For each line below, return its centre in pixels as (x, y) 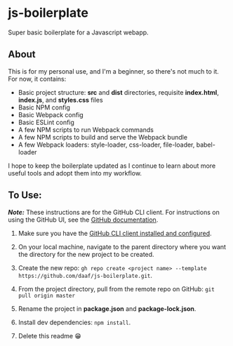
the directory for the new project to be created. (86, 254)
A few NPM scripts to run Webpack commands (86, 129)
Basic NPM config (44, 107)
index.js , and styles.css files (61, 100)
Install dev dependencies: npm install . (74, 322)
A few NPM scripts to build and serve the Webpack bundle (103, 137)
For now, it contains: (37, 79)
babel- (206, 145)
